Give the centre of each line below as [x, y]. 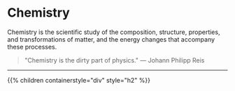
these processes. [32, 47]
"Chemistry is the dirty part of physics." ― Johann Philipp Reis [114, 60]
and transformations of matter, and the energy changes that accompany [111, 39]
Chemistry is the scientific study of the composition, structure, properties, [114, 32]
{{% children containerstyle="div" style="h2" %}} [79, 80]
